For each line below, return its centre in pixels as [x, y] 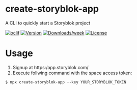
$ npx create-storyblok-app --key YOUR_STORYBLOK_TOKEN [66, 82]
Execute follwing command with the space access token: [72, 73]
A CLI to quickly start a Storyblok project [48, 23]
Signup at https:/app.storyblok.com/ [51, 67]
